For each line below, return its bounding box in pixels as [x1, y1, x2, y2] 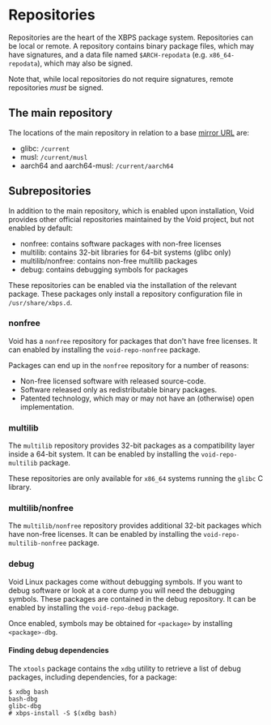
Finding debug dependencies [8, 646, 109, 655]
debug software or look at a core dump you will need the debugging [8, 586, 235, 595]
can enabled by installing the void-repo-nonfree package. [8, 345, 201, 354]
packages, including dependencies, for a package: [8, 671, 178, 682]
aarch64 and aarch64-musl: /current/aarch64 [19, 161, 174, 170]
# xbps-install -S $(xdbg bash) [8, 709, 117, 717]
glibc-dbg [8, 701, 42, 710]
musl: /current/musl [19, 152, 88, 161]
